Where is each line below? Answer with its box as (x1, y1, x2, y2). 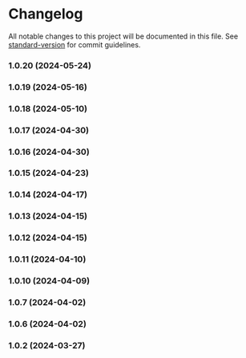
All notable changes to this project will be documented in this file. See (8, 31, 239, 41)
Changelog (8, 5, 83, 23)
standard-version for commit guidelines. (8, 39, 141, 49)
